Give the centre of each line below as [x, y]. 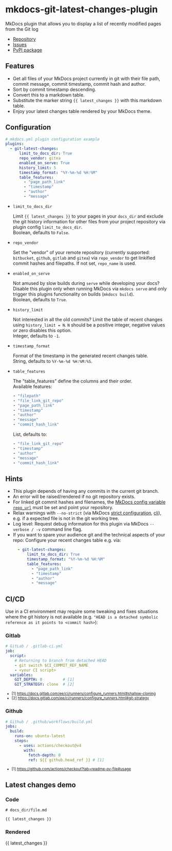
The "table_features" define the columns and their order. [72, 381]
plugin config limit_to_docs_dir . [47, 227]
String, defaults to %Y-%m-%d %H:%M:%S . [52, 361]
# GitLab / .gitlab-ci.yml [34, 646]
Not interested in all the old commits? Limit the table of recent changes [88, 319]
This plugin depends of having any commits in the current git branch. [86, 491]
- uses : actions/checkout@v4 [50, 745]
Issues [20, 44]
